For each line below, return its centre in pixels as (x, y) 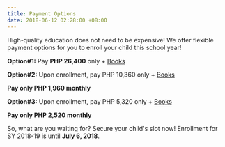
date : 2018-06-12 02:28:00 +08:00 (57, 20)
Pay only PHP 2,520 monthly (49, 115)
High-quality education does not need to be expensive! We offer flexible (110, 40)
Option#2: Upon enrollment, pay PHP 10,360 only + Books (91, 75)
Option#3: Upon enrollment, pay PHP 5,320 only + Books (90, 101)
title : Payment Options (42, 14)
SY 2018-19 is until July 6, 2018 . (53, 136)
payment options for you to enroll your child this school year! (94, 47)
